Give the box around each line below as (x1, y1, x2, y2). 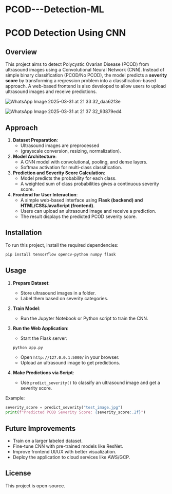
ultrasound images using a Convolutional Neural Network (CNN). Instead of (5, 67, 165, 73)
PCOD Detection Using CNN (5, 27, 126, 39)
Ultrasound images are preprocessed (20, 142, 100, 149)
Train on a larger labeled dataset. (12, 437, 83, 444)
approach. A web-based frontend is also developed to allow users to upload (5, 83, 166, 89)
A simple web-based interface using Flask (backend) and (20, 197, 143, 203)
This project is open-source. (5, 482, 65, 489)
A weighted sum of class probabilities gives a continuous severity (20, 181, 159, 187)
